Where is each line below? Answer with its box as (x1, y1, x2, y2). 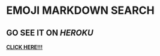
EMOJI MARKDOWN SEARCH (6, 4, 155, 17)
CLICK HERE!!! (6, 43, 43, 51)
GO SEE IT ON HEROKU (6, 28, 94, 38)
